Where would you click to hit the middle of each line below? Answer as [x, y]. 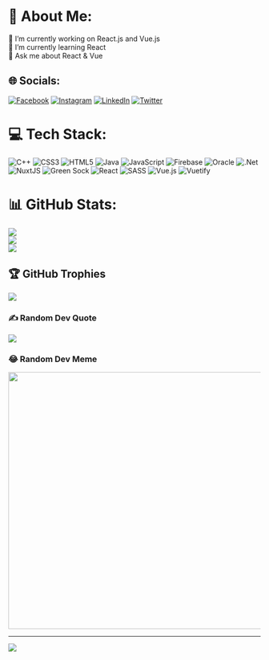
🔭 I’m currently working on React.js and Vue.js [84, 39]
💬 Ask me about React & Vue [56, 55]
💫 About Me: [50, 16]
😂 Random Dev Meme [53, 359]
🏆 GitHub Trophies [57, 274]
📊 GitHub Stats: [63, 204]
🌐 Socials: [34, 81]
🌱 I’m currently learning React [57, 47]
